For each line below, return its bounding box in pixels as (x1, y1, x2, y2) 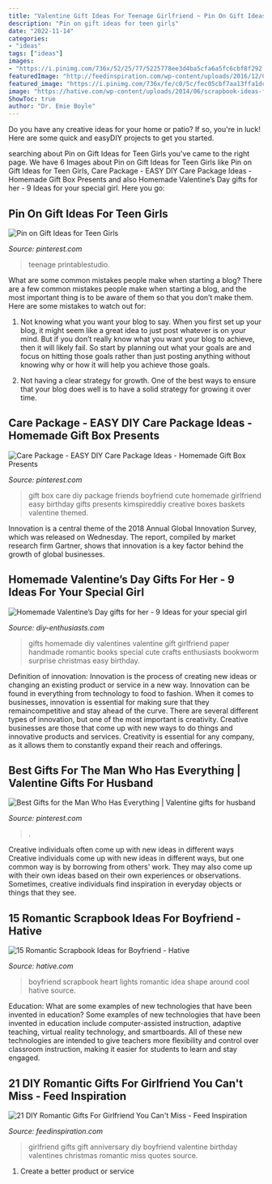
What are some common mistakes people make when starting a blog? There (8, 275, 263, 284)
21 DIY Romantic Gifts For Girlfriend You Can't (8, 1076, 244, 1090)
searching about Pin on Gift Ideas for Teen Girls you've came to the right (8, 149, 250, 159)
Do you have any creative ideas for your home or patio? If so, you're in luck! (8, 125, 261, 135)
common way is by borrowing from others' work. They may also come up (8, 862, 253, 872)
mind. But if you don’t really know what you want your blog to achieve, (19, 334, 255, 344)
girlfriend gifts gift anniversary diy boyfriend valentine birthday (28, 1142, 238, 1152)
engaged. (8, 1053, 40, 1062)
